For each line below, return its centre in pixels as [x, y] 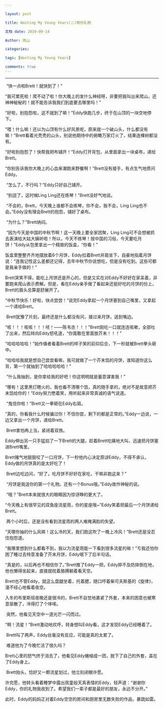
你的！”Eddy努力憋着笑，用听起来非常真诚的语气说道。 [73, 393]
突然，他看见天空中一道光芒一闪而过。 [45, 614]
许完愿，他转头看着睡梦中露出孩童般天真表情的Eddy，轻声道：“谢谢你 [75, 683]
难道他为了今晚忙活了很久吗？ [36, 645]
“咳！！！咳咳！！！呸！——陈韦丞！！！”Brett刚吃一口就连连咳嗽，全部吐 [80, 327]
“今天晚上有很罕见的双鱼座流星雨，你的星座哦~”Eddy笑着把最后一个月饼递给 [82, 505]
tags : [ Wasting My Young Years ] [38, 58]
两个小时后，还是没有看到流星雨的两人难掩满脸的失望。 [62, 521]
